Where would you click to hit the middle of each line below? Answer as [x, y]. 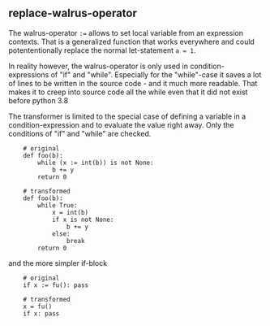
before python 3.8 [39, 100]
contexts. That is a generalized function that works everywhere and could [132, 41]
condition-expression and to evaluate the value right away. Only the [121, 124]
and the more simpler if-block [58, 263]
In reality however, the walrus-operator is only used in [99, 66]
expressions [29, 74]
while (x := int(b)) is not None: [96, 163]
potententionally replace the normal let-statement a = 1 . [102, 50]
